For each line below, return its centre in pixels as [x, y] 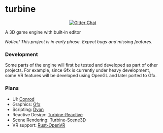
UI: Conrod [23, 99]
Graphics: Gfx [26, 104]
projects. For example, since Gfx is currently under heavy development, [78, 70]
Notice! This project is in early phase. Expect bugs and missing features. [79, 41]
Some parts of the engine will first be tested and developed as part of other [81, 65]
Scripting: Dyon [28, 109]
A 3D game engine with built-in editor [43, 32]
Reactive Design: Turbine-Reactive [47, 114]
